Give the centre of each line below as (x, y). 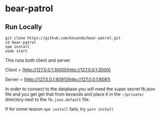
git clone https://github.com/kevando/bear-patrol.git (63, 38)
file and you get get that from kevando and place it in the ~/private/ (75, 94)
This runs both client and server (38, 60)
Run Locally (24, 27)
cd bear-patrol (21, 42)
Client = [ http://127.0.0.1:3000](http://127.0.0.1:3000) (58, 70)
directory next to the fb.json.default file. (48, 99)
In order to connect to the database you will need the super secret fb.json (80, 89)
